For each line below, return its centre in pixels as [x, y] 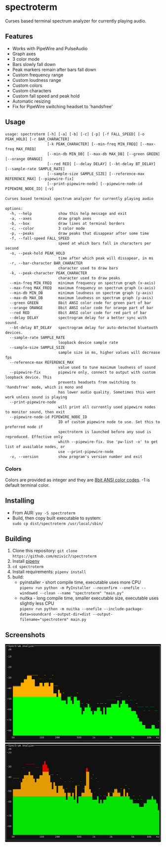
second [12, 248]
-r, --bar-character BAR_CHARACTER [46, 263]
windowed [29, 593]
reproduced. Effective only [34, 437]
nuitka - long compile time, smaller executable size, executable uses [89, 598]
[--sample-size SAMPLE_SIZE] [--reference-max [96, 174]
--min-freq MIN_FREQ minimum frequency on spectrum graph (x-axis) [83, 283]
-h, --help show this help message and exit [68, 213]
